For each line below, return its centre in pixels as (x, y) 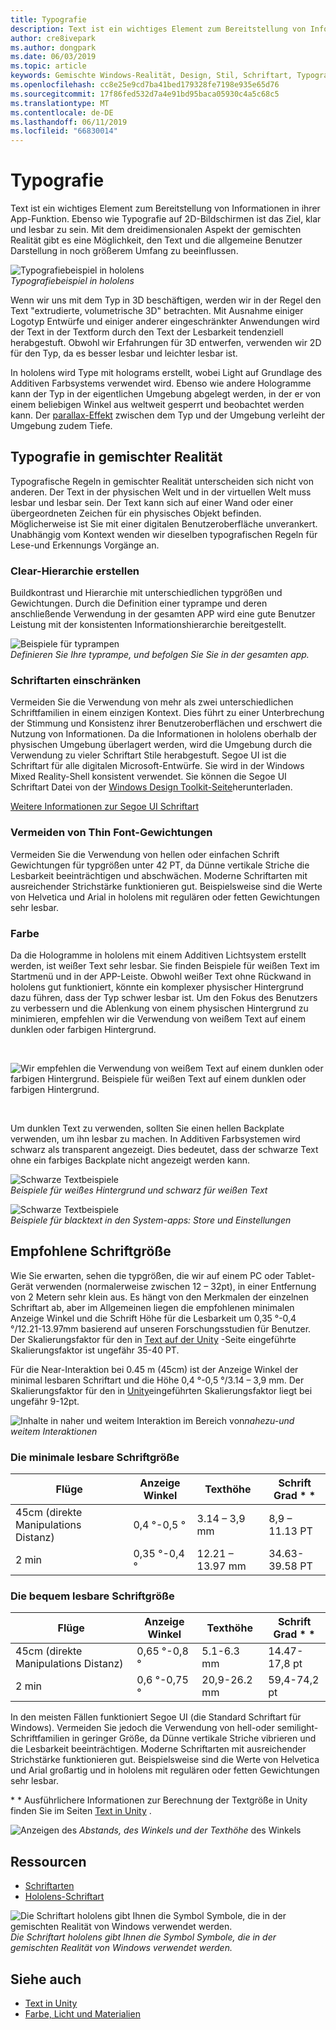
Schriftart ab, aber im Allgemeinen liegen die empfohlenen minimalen (152, 1307)
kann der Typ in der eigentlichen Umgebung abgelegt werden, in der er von (166, 394)
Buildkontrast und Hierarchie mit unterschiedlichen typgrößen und (146, 593)
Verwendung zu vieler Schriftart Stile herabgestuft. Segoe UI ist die (148, 755)
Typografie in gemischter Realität (116, 457)
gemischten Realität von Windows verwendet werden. (121, 1948)
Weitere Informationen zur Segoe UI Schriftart (105, 807)
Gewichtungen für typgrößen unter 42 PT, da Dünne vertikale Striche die (160, 865)
